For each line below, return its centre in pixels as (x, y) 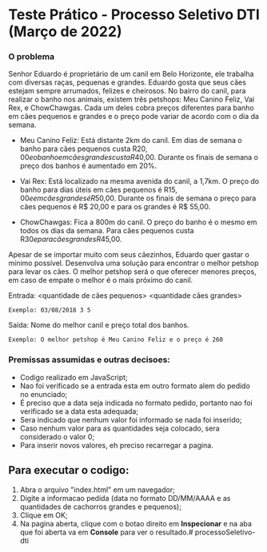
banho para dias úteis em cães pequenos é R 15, (99, 190)
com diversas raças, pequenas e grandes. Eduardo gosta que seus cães (127, 82)
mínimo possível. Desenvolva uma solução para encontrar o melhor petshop (133, 263)
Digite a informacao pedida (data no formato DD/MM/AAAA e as (125, 498)
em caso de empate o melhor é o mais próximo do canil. (101, 280)
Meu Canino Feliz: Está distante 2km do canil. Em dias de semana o (131, 141)
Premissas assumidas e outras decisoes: (89, 359)
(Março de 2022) (65, 32)
